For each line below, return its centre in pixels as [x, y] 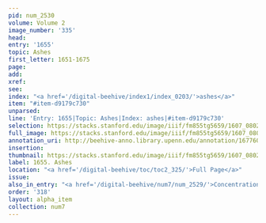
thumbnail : [26, 155]
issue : [19, 178]
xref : [17, 81]
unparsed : [25, 111]
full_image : [28, 133]
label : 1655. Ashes [40, 163]
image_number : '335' [42, 30]
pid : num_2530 [32, 15]
